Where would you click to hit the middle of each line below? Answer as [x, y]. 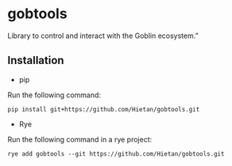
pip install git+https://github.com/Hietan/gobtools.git [104, 109]
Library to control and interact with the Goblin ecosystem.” [103, 36]
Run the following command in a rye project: [80, 139]
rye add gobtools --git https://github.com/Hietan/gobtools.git [116, 154]
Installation [36, 60]
